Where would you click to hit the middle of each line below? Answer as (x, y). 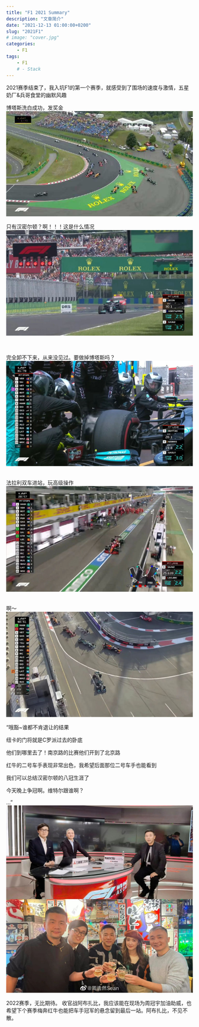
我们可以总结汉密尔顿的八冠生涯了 (48, 778)
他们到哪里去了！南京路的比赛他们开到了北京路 (63, 753)
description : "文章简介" (35, 19)
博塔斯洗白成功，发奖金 (35, 108)
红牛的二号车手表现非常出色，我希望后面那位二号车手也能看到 (81, 765)
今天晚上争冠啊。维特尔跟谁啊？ (45, 790)
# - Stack (29, 69)
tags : (13, 56)
